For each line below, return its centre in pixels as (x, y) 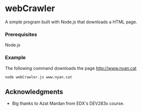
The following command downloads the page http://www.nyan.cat (71, 68)
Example (15, 58)
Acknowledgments (34, 92)
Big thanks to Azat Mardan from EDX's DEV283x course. (68, 103)
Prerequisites (21, 34)
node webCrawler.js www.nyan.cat (39, 77)
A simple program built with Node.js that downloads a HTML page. (71, 22)
